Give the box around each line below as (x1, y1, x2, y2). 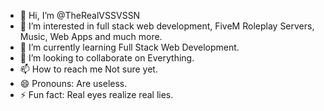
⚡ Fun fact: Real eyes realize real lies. (19, 89, 174, 100)
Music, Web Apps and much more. (19, 31, 163, 42)
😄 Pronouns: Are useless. (19, 78, 128, 89)
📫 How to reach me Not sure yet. (19, 63, 158, 75)
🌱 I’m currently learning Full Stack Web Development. (19, 41, 240, 53)
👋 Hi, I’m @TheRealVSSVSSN (19, 10, 141, 21)
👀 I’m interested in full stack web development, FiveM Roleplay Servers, (19, 20, 315, 32)
